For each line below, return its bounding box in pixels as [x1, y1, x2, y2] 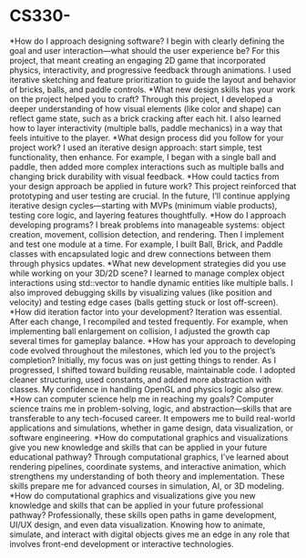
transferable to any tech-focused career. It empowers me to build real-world [9, 412, 296, 423]
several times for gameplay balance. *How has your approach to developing [9, 335, 296, 346]
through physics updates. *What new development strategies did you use [9, 258, 287, 269]
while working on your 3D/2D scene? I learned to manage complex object [9, 268, 285, 279]
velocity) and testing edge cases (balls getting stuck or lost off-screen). [9, 297, 279, 308]
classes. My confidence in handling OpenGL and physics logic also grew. [9, 383, 284, 394]
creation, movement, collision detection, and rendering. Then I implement [9, 228, 285, 239]
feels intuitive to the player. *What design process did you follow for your [9, 132, 284, 143]
